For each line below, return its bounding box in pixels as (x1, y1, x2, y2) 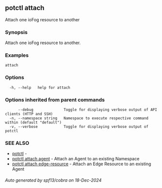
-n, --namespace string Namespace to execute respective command (9, 116, 149, 121)
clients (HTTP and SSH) (5, 111, 53, 116)
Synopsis (5, 29, 28, 35)
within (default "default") (5, 120, 62, 125)
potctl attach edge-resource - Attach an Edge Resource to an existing (12, 161, 151, 167)
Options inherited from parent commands (5, 96, 105, 103)
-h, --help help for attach (9, 85, 70, 90)
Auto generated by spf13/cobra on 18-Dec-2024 (5, 177, 102, 183)
